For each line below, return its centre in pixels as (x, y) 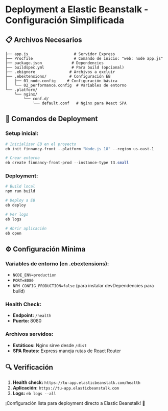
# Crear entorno (22, 158)
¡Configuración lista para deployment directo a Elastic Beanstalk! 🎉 (75, 403)
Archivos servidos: (29, 334)
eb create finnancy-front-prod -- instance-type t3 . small (67, 163)
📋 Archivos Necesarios (44, 40)
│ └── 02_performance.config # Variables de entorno (66, 85)
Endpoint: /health (32, 315)
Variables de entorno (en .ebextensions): (57, 263)
